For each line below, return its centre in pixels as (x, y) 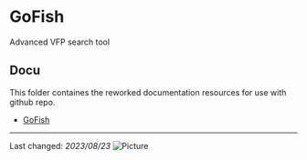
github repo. (32, 102)
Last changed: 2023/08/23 (60, 145)
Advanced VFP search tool (60, 42)
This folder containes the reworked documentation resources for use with (148, 92)
